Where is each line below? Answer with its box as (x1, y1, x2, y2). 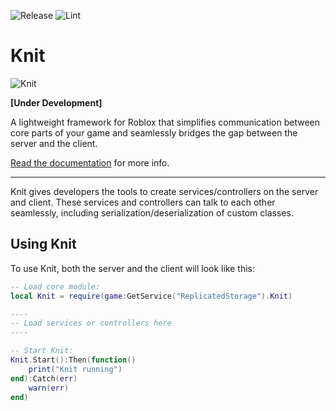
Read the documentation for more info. (10, 156, 170, 169)
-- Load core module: (10, 281, 101, 292)
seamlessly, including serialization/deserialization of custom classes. (10, 206, 294, 219)
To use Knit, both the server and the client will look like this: (10, 262, 256, 274)
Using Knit (10, 236, 77, 253)
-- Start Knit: (10, 346, 74, 356)
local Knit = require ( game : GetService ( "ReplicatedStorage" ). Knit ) (10, 291, 293, 301)
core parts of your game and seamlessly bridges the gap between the (10, 126, 298, 139)
